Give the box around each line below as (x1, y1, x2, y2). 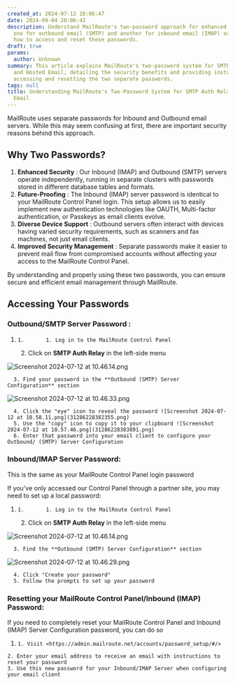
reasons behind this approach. (7, 129, 96, 137)
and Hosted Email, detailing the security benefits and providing (13, 69, 211, 76)
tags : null (7, 82, 39, 89)
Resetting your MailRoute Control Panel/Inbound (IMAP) (7, 593, 201, 603)
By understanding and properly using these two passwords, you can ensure (7, 270, 226, 278)
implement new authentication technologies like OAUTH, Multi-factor (17, 204, 216, 213)
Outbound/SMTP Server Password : (7, 319, 131, 329)
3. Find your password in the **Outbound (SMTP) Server (13, 376, 180, 383)
